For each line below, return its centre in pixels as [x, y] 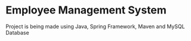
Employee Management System [86, 10]
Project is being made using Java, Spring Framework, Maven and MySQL [95, 26]
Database [17, 32]
